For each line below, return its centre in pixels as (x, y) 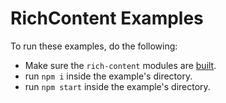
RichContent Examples (107, 18)
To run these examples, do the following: (94, 46)
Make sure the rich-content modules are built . (120, 65)
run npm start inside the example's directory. (117, 86)
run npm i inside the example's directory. (108, 76)
